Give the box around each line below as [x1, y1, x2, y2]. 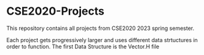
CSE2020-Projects [6, 4, 104, 18]
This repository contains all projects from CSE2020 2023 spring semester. [6, 24, 195, 32]
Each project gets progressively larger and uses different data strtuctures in [6, 36, 198, 43]
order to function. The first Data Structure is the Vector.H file [6, 43, 160, 50]
